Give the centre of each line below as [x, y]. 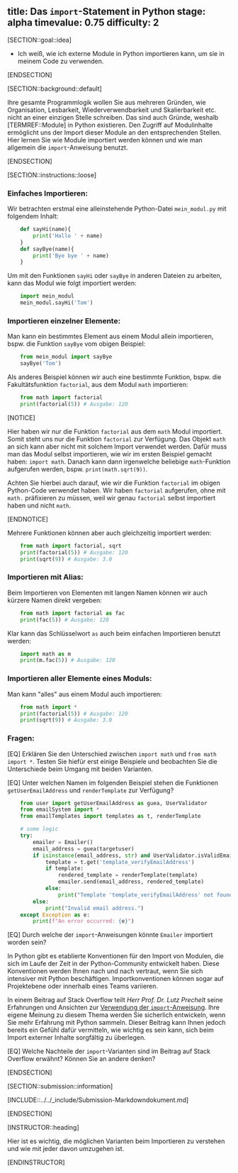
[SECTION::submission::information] [60, 1087]
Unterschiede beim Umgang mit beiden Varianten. [80, 769]
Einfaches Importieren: [48, 193]
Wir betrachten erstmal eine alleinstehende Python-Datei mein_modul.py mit [117, 209]
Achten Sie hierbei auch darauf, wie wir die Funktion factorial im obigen [114, 483]
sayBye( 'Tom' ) [41, 364]
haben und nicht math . [39, 505]
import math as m [46, 654]
